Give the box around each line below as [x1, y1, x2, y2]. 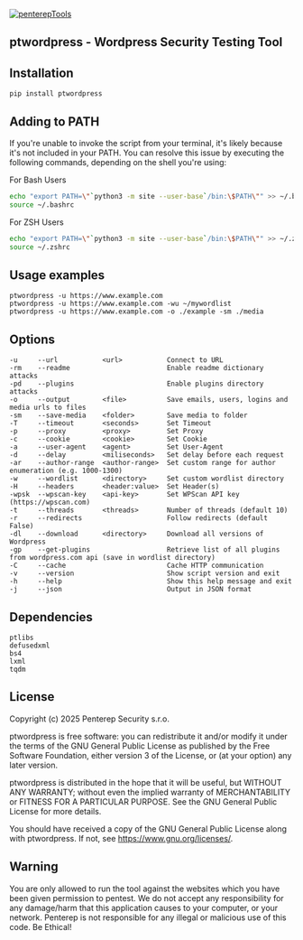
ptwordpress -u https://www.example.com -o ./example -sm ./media [9, 307, 264, 316]
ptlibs [9, 633, 34, 642]
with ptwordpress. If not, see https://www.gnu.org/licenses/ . [9, 833, 234, 843]
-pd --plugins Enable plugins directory [9, 379, 264, 388]
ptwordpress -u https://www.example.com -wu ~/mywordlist [9, 299, 232, 309]
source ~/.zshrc [9, 242, 70, 252]
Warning [9, 859, 59, 875]
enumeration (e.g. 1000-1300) [9, 466, 124, 476]
